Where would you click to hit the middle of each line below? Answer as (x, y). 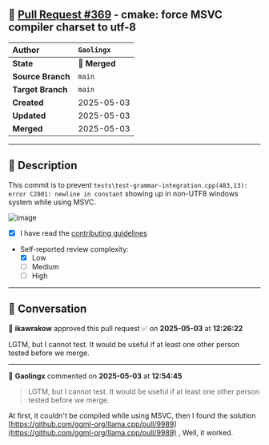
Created (28, 103)
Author (26, 50)
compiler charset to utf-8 (72, 28)
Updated (29, 115)
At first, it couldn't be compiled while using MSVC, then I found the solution (132, 415)
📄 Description (43, 166)
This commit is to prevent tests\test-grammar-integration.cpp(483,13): (128, 184)
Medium (45, 266)
